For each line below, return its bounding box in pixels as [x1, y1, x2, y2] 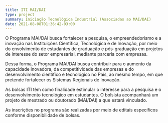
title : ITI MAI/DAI [5, 7, 46, 13]
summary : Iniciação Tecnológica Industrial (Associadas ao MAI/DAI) [5, 17, 151, 22]
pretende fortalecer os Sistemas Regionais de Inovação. [5, 77, 121, 83]
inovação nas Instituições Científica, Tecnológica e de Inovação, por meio [5, 41, 158, 47]
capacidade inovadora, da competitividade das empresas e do [5, 66, 134, 72]
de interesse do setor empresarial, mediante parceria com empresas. [5, 51, 148, 57]
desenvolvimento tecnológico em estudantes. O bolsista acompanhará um [5, 92, 159, 98]
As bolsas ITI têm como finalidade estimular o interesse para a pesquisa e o [5, 86, 161, 93]
